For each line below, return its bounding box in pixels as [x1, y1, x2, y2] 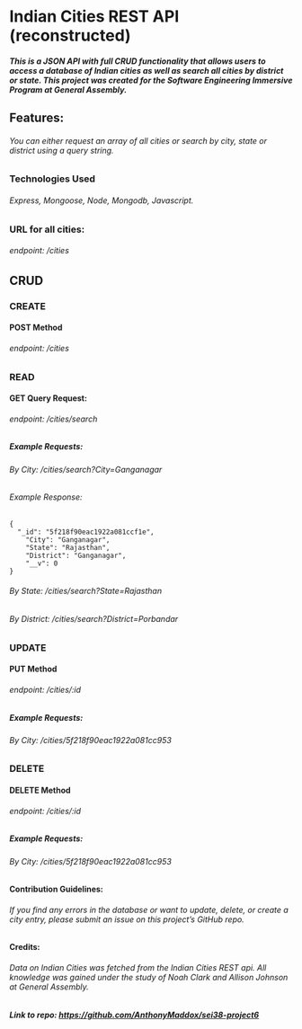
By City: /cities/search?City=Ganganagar [9, 464, 163, 475]
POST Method [9, 322, 63, 333]
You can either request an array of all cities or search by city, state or [9, 135, 268, 146]
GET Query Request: [9, 393, 88, 404]
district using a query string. [9, 145, 114, 155]
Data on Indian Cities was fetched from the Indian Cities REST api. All [9, 962, 267, 973]
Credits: [9, 942, 40, 953]
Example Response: [9, 492, 83, 502]
